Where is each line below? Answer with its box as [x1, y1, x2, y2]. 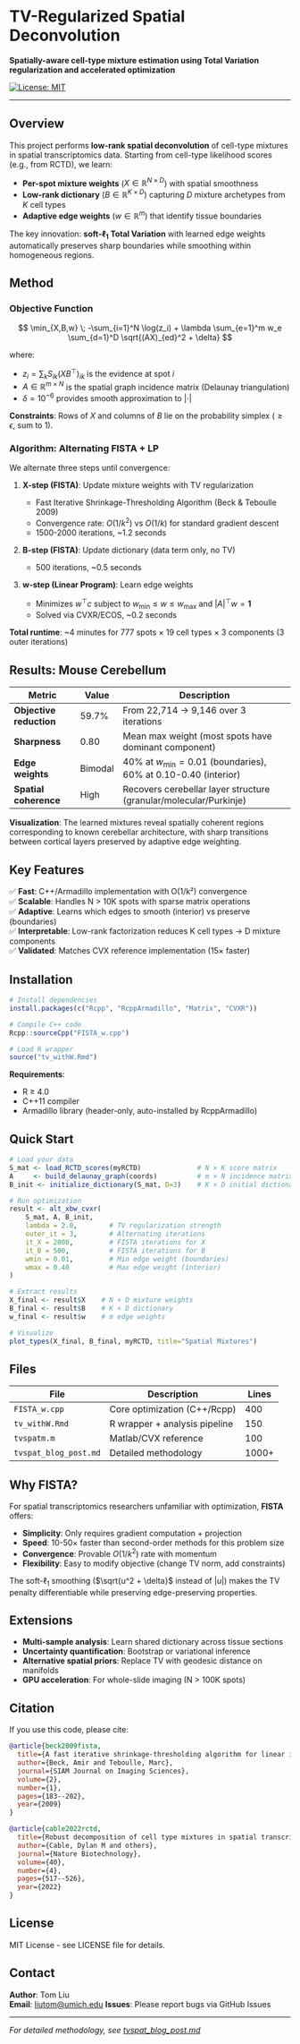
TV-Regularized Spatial [9, 6, 186, 27]
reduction [13, 715, 56, 728]
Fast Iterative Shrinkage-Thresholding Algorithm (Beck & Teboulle [35, 497, 277, 508]
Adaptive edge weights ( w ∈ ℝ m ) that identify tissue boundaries [21, 209, 262, 221]
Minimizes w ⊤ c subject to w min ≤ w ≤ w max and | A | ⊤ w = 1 [35, 596, 252, 611]
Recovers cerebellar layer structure [122, 783, 271, 796]
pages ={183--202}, [17, 1792, 87, 1800]
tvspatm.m [13, 1433, 55, 1443]
